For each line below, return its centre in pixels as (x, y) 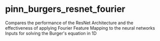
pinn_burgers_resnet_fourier (65, 9)
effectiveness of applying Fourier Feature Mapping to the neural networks (80, 28)
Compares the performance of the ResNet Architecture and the (69, 23)
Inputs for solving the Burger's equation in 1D (51, 33)
